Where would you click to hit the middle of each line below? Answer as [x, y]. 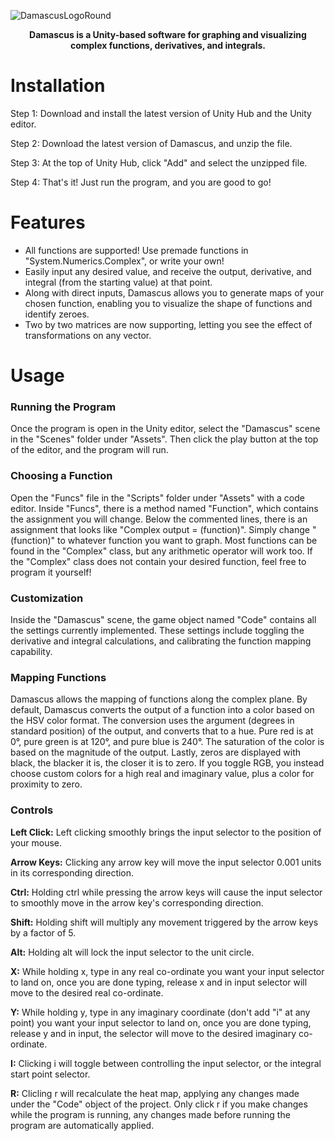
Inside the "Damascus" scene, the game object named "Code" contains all [163, 619]
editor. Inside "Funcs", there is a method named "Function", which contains [164, 508]
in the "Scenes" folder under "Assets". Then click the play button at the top [164, 439]
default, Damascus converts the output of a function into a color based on [162, 710]
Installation [58, 86]
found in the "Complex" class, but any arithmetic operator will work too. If [161, 551]
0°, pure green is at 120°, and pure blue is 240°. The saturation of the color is [167, 742]
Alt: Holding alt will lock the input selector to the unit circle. [132, 952]
